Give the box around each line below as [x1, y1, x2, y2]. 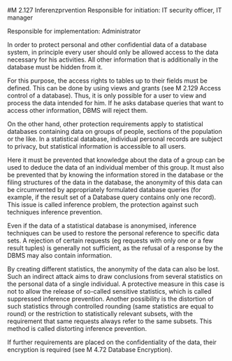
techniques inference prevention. [7, 208, 103, 216]
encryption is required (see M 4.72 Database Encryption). [7, 346, 173, 353]
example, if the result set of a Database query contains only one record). [7, 193, 217, 201]
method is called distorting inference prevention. [7, 325, 147, 332]
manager [7, 13, 34, 22]
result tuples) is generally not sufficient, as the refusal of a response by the [7, 244, 224, 252]
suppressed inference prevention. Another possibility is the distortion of [7, 294, 215, 303]
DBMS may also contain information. [7, 252, 113, 259]
